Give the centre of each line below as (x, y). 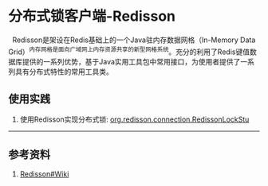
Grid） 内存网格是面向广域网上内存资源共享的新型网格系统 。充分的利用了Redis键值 (129, 51)
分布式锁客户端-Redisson (92, 16)
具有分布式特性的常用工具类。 (64, 72)
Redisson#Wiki (44, 174)
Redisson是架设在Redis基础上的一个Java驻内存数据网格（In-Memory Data (134, 40)
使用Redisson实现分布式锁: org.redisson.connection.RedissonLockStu (134, 119)
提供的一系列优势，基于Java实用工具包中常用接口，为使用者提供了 (131, 61)
